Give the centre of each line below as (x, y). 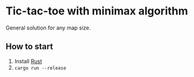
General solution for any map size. (48, 28)
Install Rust (28, 61)
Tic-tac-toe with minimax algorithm (97, 11)
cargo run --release (40, 68)
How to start (29, 47)
